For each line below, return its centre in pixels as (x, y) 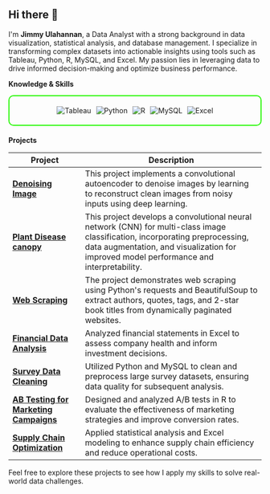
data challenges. (56, 481)
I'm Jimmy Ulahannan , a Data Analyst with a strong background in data (127, 34)
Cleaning (30, 381)
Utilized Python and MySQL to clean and (161, 366)
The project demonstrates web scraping (160, 280)
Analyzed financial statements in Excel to (162, 333)
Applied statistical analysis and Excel (154, 432)
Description (171, 160)
